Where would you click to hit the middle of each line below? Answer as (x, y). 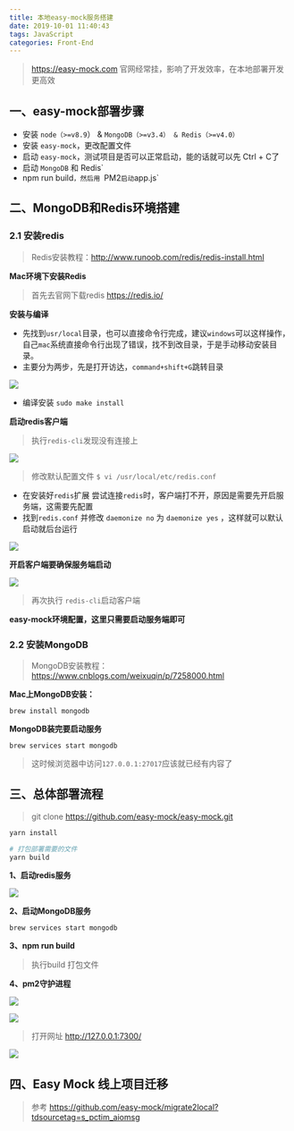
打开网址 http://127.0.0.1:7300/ (86, 1036)
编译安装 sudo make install (73, 402)
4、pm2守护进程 (40, 983)
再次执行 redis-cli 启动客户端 (86, 600)
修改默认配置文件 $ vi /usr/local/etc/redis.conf (124, 476)
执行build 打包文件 (65, 965)
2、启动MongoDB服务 (50, 911)
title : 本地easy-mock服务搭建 (61, 17)
